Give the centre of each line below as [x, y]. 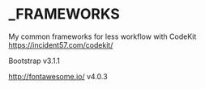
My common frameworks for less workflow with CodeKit [102, 36]
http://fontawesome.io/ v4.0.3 [58, 76]
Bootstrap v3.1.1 [34, 61]
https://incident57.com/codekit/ [61, 44]
